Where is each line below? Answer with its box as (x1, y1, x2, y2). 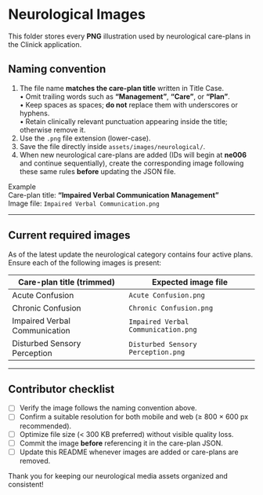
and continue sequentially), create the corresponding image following (19, 158, 244, 168)
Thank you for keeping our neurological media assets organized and (8, 471, 229, 480)
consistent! (8, 479, 45, 489)
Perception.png (128, 348, 186, 356)
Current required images (8, 229, 131, 242)
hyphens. (19, 108, 50, 118)
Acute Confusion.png (128, 290, 205, 300)
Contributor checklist (8, 382, 115, 395)
